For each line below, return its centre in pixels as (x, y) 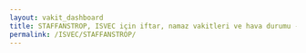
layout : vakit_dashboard (56, 18)
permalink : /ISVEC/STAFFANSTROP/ (73, 34)
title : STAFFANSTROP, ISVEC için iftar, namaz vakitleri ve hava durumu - (154, 26)
